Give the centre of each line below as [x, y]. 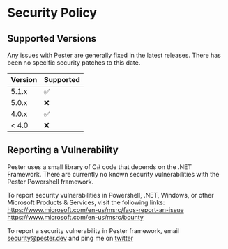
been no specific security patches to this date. [74, 63]
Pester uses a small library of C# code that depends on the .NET [100, 167]
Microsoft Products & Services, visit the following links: [86, 202]
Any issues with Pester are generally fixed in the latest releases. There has [114, 55]
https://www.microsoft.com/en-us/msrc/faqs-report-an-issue [96, 209]
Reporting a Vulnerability [63, 150]
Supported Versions [52, 39]
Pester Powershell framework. [51, 182]
